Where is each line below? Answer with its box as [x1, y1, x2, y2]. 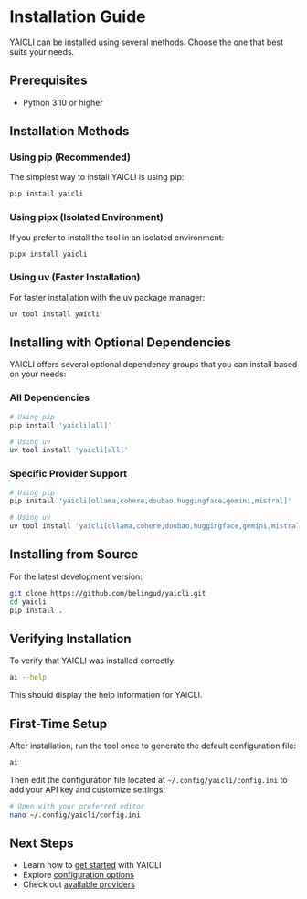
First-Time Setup [9, 715, 108, 732]
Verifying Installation [9, 630, 132, 646]
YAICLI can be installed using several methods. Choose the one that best [9, 37, 284, 48]
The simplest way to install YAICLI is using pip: [9, 172, 185, 183]
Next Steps [9, 836, 74, 851]
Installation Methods [9, 123, 130, 139]
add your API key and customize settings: [9, 784, 166, 795]
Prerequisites [9, 73, 88, 89]
